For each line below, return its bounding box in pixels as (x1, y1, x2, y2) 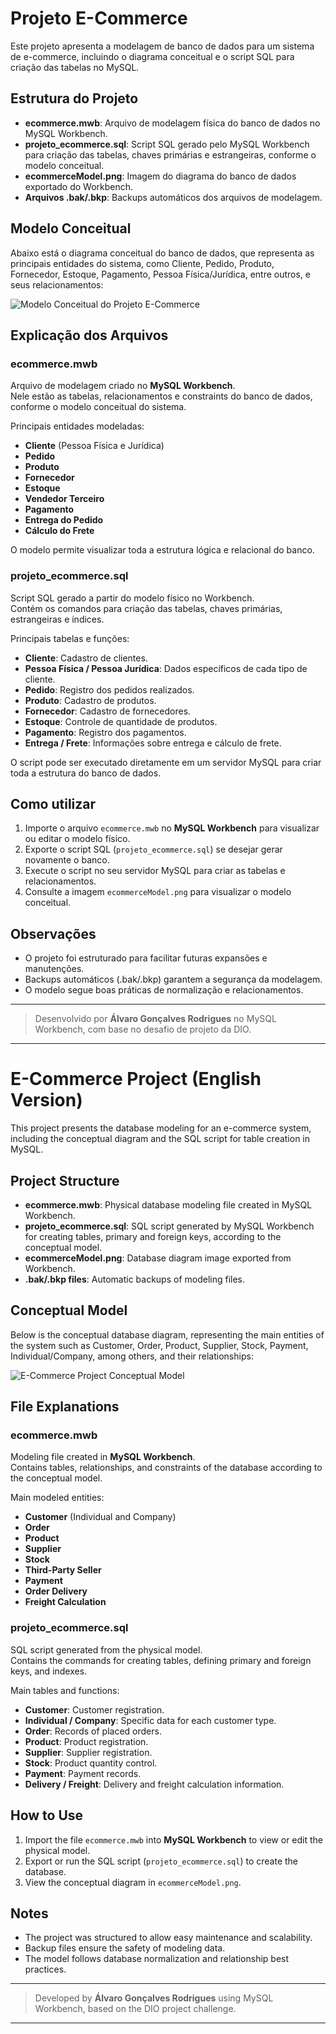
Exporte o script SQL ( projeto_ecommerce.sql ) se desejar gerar (24, 843, 283, 856)
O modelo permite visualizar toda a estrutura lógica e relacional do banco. (10, 544, 315, 556)
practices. (24, 1963, 67, 1976)
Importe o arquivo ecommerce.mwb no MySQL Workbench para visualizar (24, 822, 320, 834)
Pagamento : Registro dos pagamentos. (24, 726, 187, 738)
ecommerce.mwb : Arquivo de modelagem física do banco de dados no (24, 117, 321, 129)
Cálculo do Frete (24, 525, 95, 537)
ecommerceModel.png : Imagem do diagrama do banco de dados (24, 170, 297, 182)
